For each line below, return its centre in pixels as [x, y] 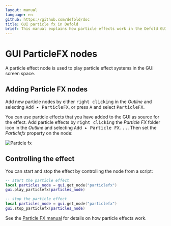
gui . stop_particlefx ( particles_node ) [45, 209]
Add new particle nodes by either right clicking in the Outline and [79, 102]
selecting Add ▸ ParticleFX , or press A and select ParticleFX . [75, 107]
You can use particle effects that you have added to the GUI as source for [82, 117]
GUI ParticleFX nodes [51, 54]
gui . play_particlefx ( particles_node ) [45, 190]
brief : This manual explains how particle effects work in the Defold [82, 29]
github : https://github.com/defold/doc [48, 19]
